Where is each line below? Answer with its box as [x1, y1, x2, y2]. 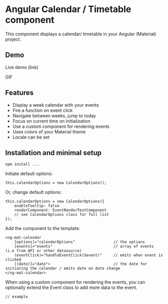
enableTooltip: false [14, 203, 59, 208]
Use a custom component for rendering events [12, 123, 110, 129]
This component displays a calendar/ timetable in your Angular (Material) [5, 31, 156, 37]
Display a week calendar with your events [12, 102, 99, 108]
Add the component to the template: [5, 225, 80, 232]
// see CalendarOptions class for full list [14, 212, 109, 217]
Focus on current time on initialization [12, 118, 91, 124]
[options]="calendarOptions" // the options [14, 240, 145, 245]
